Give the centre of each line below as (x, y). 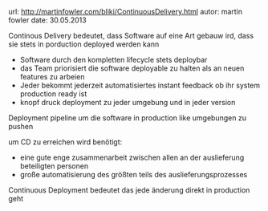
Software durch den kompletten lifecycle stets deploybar (114, 60)
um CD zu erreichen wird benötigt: (65, 142)
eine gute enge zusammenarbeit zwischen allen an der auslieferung (132, 157)
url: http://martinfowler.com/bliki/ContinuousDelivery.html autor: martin (126, 12)
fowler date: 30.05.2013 (47, 20)
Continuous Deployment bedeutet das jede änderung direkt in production (129, 190)
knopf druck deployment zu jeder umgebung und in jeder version (128, 102)
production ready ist (53, 94)
